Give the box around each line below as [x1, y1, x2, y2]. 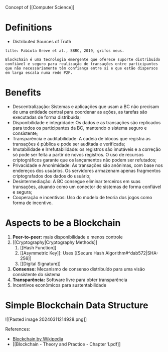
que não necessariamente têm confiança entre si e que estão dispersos [5, 65, 158, 71]
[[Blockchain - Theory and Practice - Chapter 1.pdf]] [12, 341, 121, 347]
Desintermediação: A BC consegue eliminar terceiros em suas [12, 178, 141, 184]
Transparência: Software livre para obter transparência [12, 277, 128, 283]
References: [5, 326, 30, 332]
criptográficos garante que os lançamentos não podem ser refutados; [12, 157, 157, 163]
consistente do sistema [12, 271, 61, 277]
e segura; [12, 189, 33, 195]
